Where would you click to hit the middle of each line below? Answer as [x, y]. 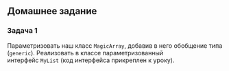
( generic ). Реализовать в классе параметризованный [85, 53]
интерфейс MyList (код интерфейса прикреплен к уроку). [91, 60]
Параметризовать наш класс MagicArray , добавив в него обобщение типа [115, 45]
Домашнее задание [52, 11]
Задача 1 [22, 31]
